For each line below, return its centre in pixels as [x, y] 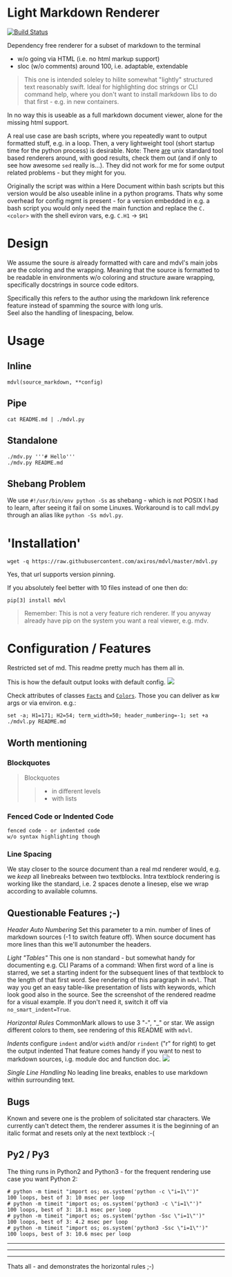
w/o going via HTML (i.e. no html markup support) [88, 59]
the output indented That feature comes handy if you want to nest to [104, 1051]
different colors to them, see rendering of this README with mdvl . [100, 1030]
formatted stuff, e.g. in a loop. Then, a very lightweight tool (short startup [111, 143]
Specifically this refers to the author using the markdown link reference [108, 298]
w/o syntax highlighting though [54, 837]
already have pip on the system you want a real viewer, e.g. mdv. [116, 620]
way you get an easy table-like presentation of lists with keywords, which [112, 988]
